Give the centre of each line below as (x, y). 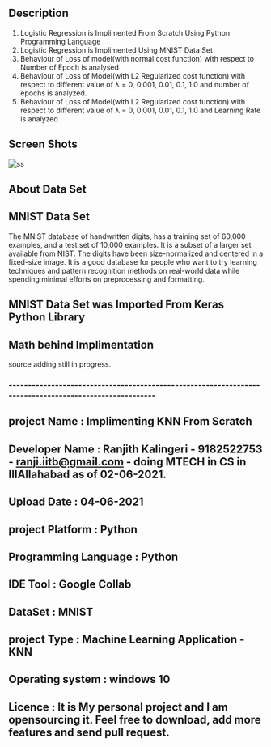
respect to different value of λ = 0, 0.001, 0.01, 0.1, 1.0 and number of (134, 84)
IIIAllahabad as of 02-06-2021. (88, 474)
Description (38, 13)
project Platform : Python (73, 529)
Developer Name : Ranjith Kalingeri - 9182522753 (135, 449)
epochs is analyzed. (53, 93)
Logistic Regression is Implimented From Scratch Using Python (125, 32)
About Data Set (47, 189)
